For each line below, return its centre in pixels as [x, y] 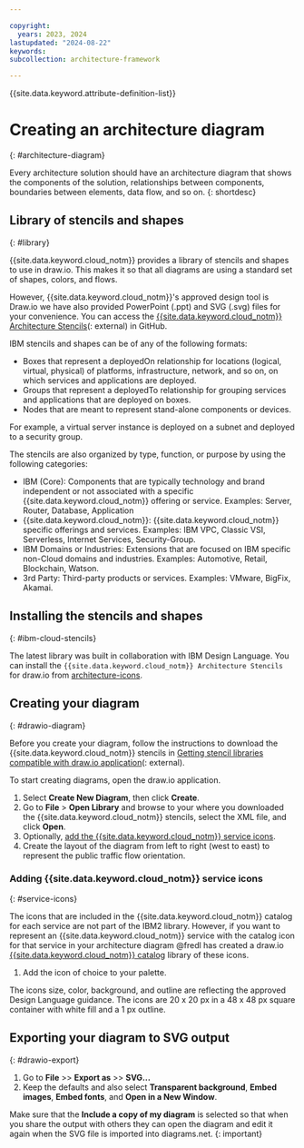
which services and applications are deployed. [109, 380]
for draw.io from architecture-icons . [76, 675]
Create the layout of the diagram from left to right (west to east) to [146, 846]
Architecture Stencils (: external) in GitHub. [88, 326]
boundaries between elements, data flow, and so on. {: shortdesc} [133, 193]
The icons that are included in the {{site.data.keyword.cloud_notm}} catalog [151, 916]
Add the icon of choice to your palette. [94, 972]
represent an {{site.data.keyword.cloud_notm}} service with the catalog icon [152, 935]
